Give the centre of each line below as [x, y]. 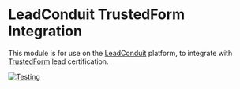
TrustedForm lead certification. [58, 61]
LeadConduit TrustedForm [97, 15]
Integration [45, 31]
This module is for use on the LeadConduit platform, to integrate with [120, 53]
